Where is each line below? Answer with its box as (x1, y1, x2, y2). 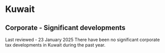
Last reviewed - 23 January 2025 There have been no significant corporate (5, 36, 160, 42)
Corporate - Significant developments (5, 23, 126, 32)
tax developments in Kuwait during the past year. (5, 42, 106, 48)
